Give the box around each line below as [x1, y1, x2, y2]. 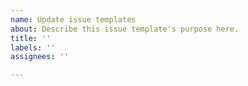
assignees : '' [10, 52, 70, 62]
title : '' [10, 33, 52, 43]
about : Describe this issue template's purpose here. [10, 24, 240, 34]
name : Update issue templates [10, 14, 137, 25]
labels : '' [10, 42, 56, 53]
